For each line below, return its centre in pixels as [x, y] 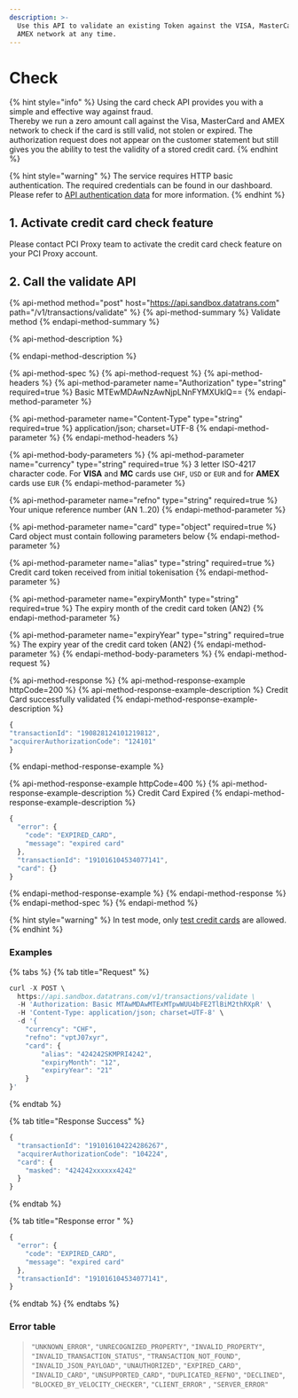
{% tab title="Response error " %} [72, 1221]
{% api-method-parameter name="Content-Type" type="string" [126, 419]
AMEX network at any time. [67, 34]
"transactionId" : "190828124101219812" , [85, 733]
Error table [32, 1327]
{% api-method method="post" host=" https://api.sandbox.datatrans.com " [145, 302]
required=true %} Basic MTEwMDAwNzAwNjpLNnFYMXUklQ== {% [133, 392]
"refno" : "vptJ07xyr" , [67, 1037]
